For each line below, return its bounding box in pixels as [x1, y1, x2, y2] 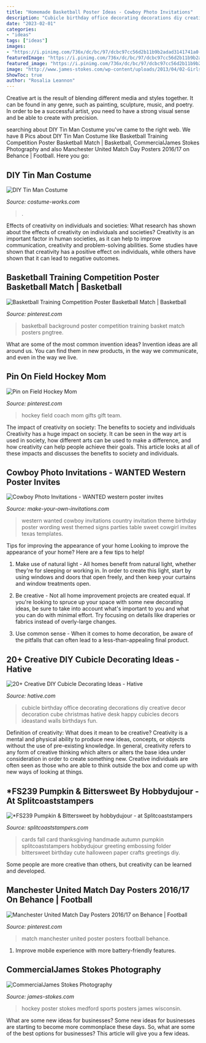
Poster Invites [6, 477, 61, 487]
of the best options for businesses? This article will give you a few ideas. [6, 1029, 190, 1037]
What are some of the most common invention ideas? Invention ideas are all [6, 340, 198, 348]
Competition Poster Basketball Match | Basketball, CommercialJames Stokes [6, 139, 200, 146]
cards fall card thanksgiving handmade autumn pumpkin [21, 836, 164, 843]
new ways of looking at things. [6, 768, 84, 776]
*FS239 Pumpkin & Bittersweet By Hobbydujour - [6, 786, 199, 797]
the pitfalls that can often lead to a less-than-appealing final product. [15, 637, 189, 644]
